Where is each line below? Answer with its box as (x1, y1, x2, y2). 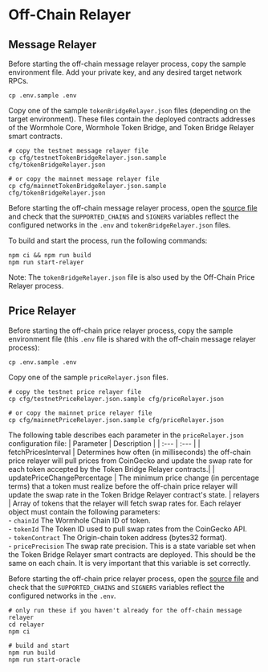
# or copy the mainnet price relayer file (8, 408, 152, 417)
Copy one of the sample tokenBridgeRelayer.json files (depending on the (8, 106, 251, 115)
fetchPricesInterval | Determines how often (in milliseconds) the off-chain (8, 447, 251, 457)
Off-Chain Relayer (8, 6, 131, 24)
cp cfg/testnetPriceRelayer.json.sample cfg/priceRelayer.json (8, 395, 225, 403)
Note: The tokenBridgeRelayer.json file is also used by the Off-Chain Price (8, 272, 255, 282)
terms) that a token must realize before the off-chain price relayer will (8, 481, 238, 491)
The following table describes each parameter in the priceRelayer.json (8, 430, 245, 440)
